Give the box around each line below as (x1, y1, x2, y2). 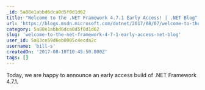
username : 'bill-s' (6, 43, 56, 50)
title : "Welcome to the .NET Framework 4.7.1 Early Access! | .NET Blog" (6, 15, 198, 21)
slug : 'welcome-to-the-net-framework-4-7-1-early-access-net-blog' (6, 32, 182, 38)
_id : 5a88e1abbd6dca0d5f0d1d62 (6, 9, 86, 15)
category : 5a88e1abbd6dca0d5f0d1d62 (6, 26, 99, 32)
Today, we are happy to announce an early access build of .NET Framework (6, 71, 197, 78)
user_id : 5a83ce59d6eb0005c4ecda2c (6, 37, 97, 43)
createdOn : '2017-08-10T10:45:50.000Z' (6, 49, 108, 55)
